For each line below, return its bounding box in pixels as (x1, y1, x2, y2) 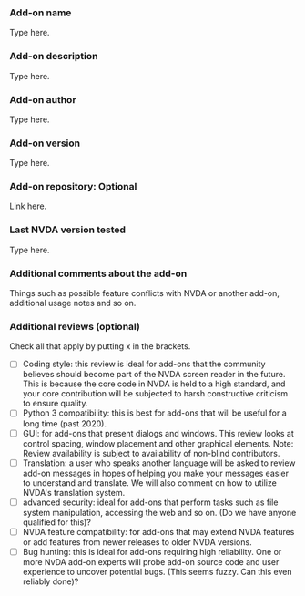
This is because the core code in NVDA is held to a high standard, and (22, 378, 286, 389)
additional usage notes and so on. (9, 298, 137, 309)
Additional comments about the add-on (9, 267, 188, 280)
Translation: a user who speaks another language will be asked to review (22, 457, 296, 468)
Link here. (9, 200, 47, 211)
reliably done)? (22, 576, 79, 587)
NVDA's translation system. (22, 487, 126, 498)
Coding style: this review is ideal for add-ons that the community (22, 358, 266, 370)
